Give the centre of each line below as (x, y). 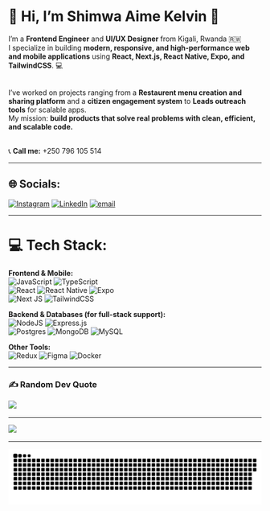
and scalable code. (41, 126)
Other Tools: (29, 347)
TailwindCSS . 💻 (36, 65)
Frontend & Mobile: (41, 273)
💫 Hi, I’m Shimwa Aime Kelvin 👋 (114, 16)
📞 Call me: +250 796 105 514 (55, 150)
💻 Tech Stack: (58, 245)
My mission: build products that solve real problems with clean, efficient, (132, 118)
